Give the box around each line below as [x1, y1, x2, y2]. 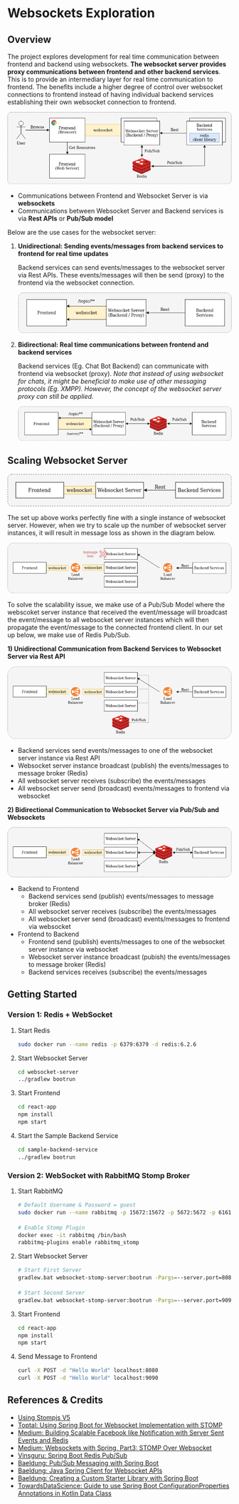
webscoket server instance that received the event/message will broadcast [7, 608, 228, 616]
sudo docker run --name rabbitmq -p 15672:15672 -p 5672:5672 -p [17, 1209, 216, 1216]
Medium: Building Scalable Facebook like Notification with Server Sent [17, 1428, 224, 1437]
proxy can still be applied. [17, 392, 94, 401]
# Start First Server [17, 1266, 82, 1274]
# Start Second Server [17, 1289, 85, 1296]
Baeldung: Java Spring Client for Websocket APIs [17, 1466, 163, 1475]
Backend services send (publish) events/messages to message [28, 892, 214, 900]
